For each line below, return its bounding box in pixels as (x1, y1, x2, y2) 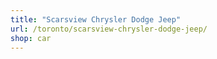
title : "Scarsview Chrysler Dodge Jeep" (10, 14, 182, 25)
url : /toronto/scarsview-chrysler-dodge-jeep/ (10, 24, 208, 34)
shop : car (10, 33, 52, 43)
